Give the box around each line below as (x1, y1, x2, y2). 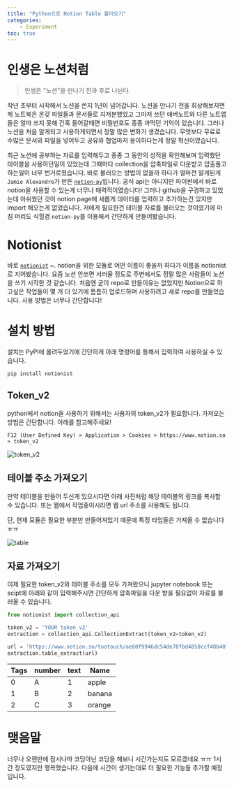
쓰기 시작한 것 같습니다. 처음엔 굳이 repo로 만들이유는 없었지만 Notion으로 (14, 279, 216, 287)
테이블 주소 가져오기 (7, 472, 88, 484)
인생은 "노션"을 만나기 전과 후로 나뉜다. (24, 87, 131, 95)
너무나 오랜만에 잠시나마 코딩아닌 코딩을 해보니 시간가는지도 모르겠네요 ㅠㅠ (7, 754, 212, 763)
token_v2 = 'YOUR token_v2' (7, 624, 89, 631)
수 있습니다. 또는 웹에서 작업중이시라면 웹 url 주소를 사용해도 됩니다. (7, 500, 192, 509)
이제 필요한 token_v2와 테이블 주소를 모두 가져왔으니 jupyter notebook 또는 (7, 580, 214, 589)
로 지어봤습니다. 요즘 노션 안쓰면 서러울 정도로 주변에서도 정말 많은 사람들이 (7, 270, 212, 278)
